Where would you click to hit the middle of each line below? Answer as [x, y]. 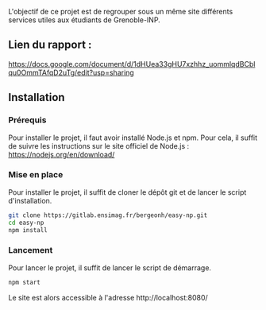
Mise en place [36, 175]
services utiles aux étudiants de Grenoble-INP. [84, 20]
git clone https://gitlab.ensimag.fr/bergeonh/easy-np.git [108, 215]
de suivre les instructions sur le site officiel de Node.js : [99, 145]
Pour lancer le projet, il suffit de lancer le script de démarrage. [110, 267]
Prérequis [27, 120]
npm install [28, 230]
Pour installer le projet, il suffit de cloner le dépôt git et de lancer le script [127, 192]
